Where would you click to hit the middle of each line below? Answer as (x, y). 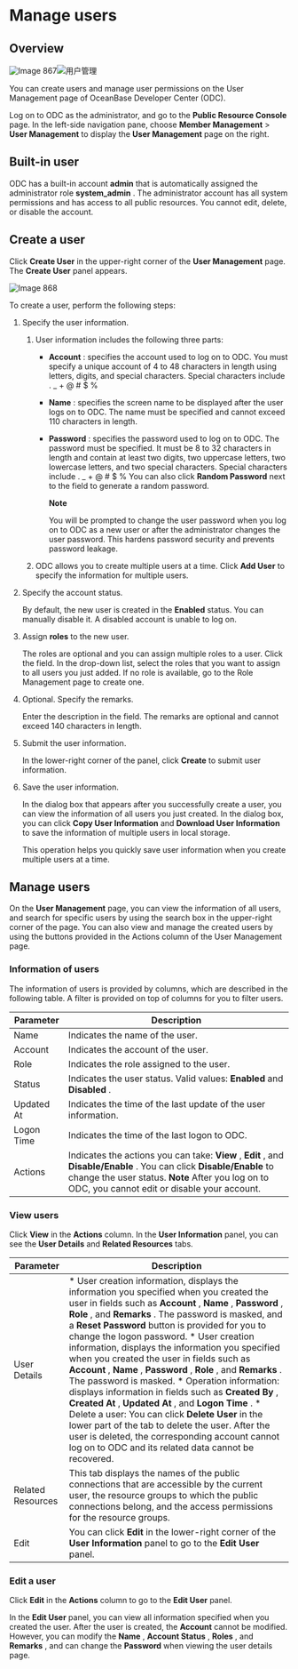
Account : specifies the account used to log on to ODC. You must (168, 357)
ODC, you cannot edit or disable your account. (165, 1188)
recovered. (91, 1459)
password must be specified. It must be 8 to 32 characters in (160, 448)
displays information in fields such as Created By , (174, 1392)
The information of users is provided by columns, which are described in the (149, 989)
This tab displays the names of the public (154, 1473)
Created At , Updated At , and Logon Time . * (165, 1403)
